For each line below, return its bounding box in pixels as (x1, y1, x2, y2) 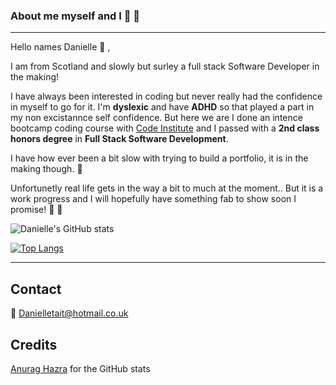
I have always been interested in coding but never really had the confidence (10, 90, 323, 103)
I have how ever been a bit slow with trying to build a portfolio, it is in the (10, 152, 309, 164)
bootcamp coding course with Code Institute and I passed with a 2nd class (10, 122, 320, 134)
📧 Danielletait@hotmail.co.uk (10, 307, 129, 319)
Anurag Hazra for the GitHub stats (10, 362, 151, 374)
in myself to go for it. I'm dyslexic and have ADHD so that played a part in (10, 101, 315, 113)
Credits (10, 336, 58, 353)
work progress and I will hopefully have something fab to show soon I (10, 193, 297, 205)
